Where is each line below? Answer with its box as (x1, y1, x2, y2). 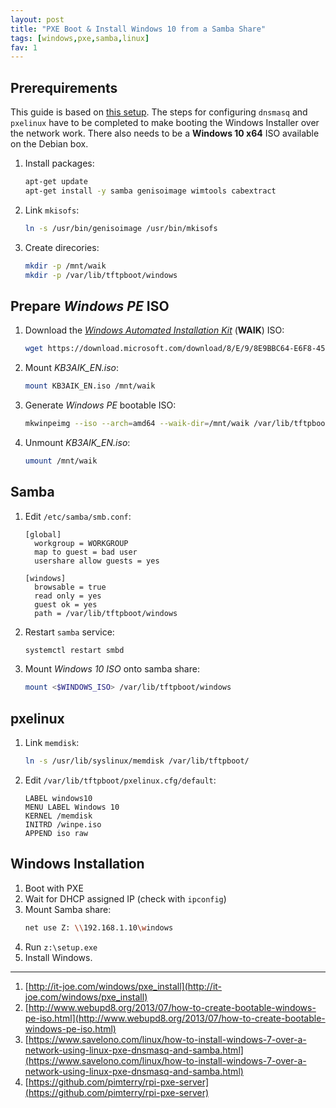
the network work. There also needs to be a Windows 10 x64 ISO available (10, 127, 320, 140)
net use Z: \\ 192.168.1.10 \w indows (24, 922, 174, 933)
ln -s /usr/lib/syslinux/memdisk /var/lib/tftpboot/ (24, 756, 250, 766)
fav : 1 (10, 42, 38, 53)
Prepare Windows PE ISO (10, 297, 170, 315)
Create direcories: (24, 241, 100, 253)
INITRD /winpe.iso (24, 820, 102, 830)
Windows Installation (10, 856, 145, 873)
